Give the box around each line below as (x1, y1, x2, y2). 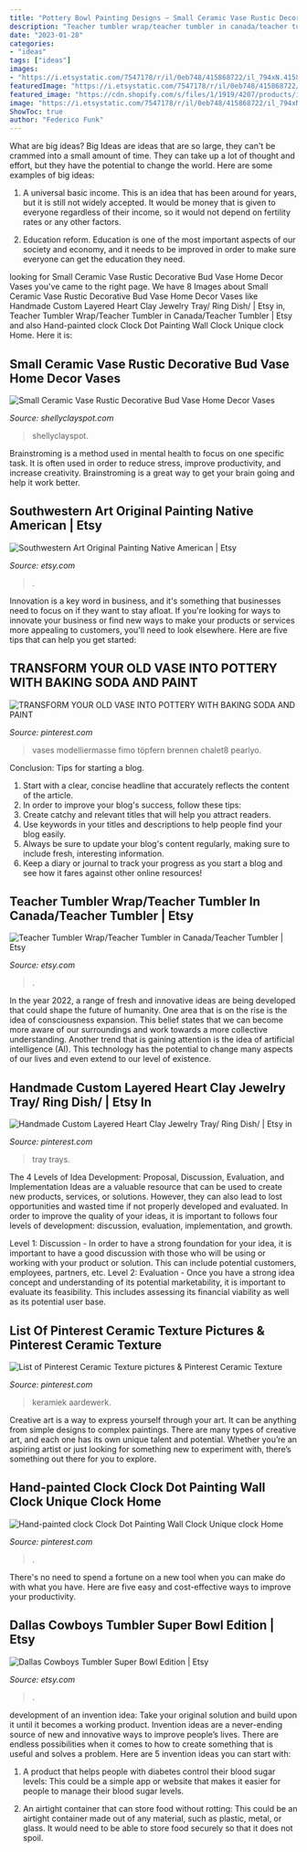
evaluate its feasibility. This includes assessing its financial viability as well (9, 1287, 290, 1298)
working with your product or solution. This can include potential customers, (9, 1258, 297, 1269)
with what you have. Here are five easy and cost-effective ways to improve (9, 1581, 291, 1592)
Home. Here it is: (9, 330, 73, 341)
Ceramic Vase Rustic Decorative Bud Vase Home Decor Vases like (9, 291, 259, 302)
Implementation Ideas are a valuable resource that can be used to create (9, 1182, 283, 1193)
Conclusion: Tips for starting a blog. (9, 762, 144, 773)
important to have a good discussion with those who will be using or (9, 1247, 267, 1258)
